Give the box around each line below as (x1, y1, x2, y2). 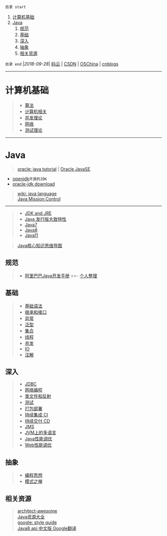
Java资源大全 (17, 514, 45, 520)
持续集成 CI (24, 412, 48, 418)
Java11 (24, 232, 38, 238)
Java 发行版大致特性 (24, 216, 67, 222)
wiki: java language (17, 191, 57, 197)
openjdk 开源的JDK (12, 176, 47, 182)
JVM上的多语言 (24, 429, 56, 435)
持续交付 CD (24, 418, 50, 424)
